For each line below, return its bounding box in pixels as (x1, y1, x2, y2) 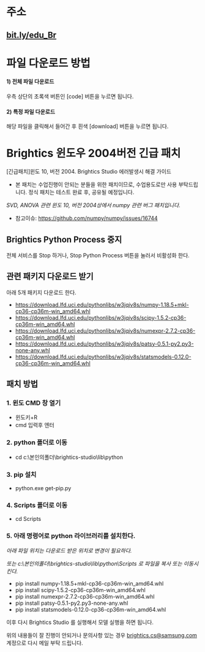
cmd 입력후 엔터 (15, 422, 54, 429)
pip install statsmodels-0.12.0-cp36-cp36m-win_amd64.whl (15, 605, 166, 613)
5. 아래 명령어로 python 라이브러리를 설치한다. (6, 532, 136, 540)
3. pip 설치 (6, 470, 37, 479)
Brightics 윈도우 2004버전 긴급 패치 (6, 146, 181, 161)
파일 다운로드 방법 (6, 56, 91, 70)
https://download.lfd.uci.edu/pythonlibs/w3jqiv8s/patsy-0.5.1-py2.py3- (15, 340, 194, 347)
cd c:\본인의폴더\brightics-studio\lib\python (15, 453, 124, 461)
